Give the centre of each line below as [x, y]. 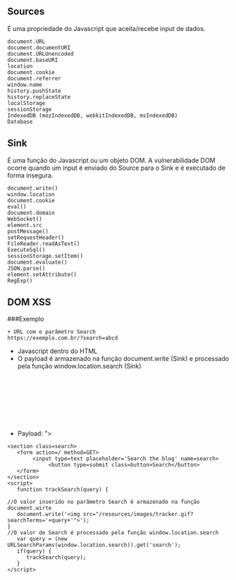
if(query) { [34, 551]
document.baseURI [33, 60]
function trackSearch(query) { [63, 490]
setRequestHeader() [36, 237]
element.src [25, 225]
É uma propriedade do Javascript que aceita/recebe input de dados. [106, 28]
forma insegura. [30, 175]
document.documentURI [39, 48]
